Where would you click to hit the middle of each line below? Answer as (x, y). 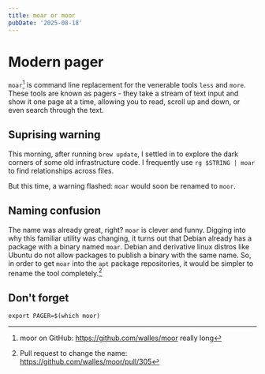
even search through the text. (56, 110)
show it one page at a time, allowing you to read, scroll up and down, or (124, 102)
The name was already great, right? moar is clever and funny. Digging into (127, 230)
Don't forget (39, 298)
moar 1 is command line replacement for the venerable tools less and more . (127, 84)
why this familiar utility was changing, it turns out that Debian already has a (130, 238)
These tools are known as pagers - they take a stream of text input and (123, 93)
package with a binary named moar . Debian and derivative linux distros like (129, 246)
